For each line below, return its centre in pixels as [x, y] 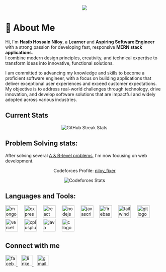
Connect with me [33, 246]
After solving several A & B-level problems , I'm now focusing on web [76, 155]
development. [19, 161]
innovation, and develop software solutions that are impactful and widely [80, 94]
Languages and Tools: [41, 196]
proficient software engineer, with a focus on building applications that [78, 78]
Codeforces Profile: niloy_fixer [85, 170]
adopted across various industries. [41, 100]
